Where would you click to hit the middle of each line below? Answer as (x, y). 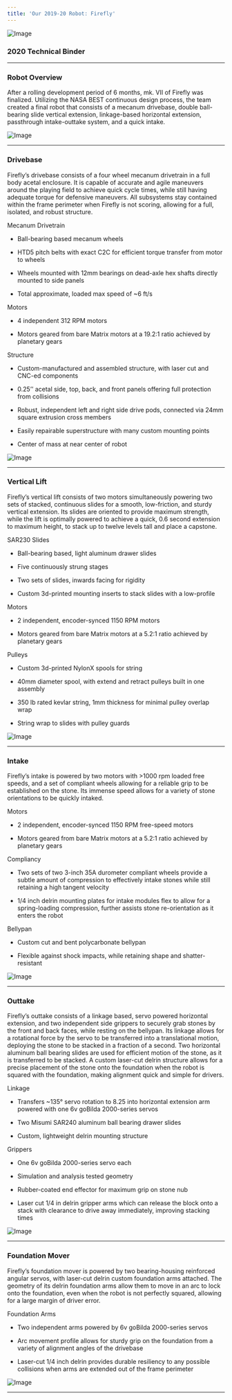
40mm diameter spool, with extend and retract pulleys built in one (111, 681)
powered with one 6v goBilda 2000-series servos (88, 1109)
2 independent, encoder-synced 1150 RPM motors (88, 620)
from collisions (38, 396)
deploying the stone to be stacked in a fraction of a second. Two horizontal (114, 1045)
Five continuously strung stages (63, 566)
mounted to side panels (51, 280)
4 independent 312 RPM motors (62, 320)
